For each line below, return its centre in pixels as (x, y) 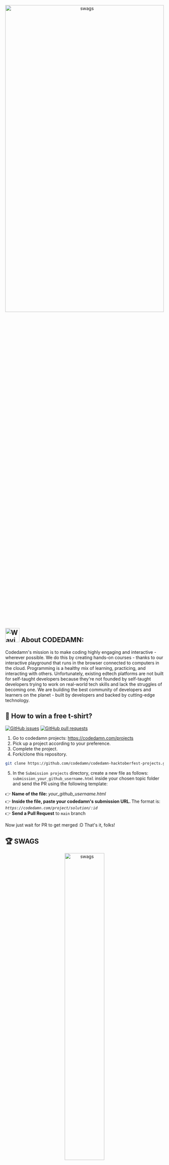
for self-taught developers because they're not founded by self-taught (78, 679)
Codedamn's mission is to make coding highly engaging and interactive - (81, 652)
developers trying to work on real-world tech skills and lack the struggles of (84, 684)
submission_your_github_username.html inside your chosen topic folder (86, 778)
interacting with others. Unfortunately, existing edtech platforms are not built (84, 673)
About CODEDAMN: (52, 640)
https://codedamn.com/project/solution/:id (52, 808)
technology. (18, 700)
